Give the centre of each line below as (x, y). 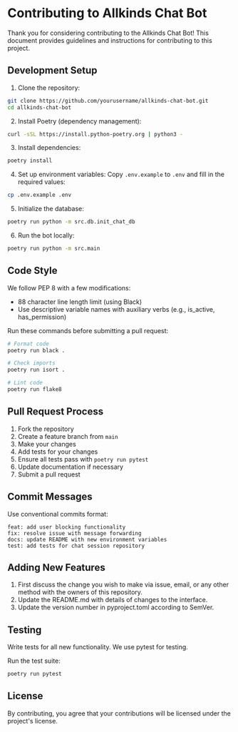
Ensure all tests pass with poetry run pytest (83, 459)
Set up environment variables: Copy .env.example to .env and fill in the (121, 174)
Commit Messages (50, 497)
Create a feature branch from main (68, 436)
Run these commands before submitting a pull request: (88, 330)
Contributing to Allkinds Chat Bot (107, 13)
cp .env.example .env (40, 195)
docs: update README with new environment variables (87, 539)
